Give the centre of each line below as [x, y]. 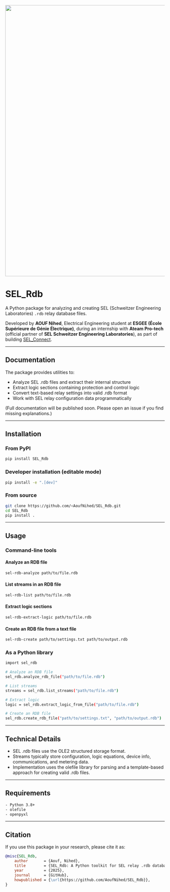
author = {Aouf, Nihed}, [47, 861]
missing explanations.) [29, 413]
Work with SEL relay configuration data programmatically [72, 398]
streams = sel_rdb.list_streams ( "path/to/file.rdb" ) [62, 691]
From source [21, 495]
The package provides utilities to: [40, 372]
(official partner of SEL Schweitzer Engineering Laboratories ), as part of [81, 334]
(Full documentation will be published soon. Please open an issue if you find [84, 408]
